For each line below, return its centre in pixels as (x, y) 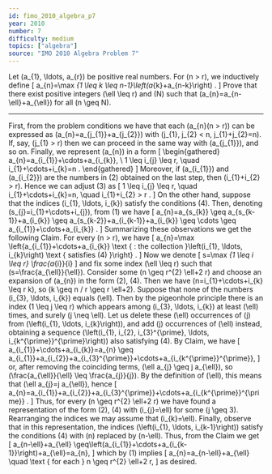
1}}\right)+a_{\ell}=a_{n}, (49, 453)
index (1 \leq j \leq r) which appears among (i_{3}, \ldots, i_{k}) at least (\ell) (134, 306)
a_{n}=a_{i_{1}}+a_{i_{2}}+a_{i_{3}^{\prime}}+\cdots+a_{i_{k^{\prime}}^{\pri (134, 393)
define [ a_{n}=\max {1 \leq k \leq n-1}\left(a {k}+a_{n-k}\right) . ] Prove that (133, 85)
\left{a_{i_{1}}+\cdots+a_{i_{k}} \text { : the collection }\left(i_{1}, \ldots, (125, 246)
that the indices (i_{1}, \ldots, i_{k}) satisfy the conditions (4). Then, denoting (136, 203)
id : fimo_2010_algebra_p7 (52, 16)
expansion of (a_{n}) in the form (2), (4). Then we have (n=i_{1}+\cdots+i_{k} (136, 281)
